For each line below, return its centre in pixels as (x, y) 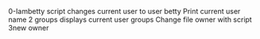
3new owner (29, 28)
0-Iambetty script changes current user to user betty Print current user (124, 11)
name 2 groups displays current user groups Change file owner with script (130, 19)
